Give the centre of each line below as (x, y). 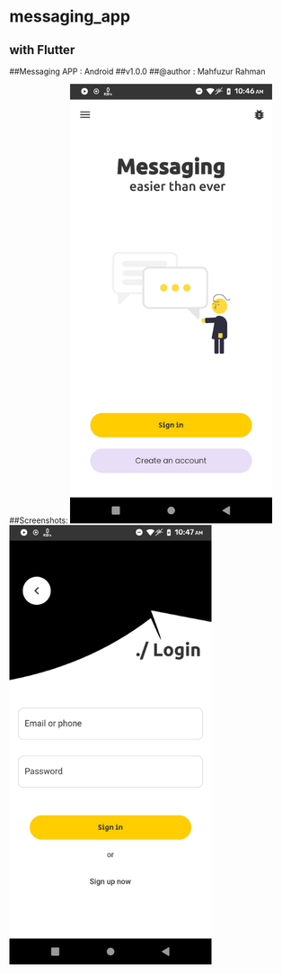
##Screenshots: (39, 520)
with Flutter (42, 50)
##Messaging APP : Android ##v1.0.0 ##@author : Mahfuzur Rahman (137, 71)
